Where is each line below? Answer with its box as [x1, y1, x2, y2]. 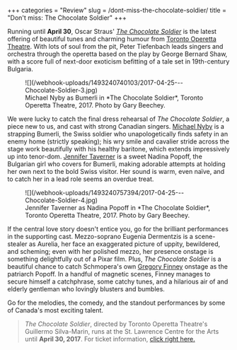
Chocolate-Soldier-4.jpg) [25, 196, 98, 204]
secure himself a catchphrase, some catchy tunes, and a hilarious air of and [7, 277, 229, 286]
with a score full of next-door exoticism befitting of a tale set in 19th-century [7, 57, 230, 66]
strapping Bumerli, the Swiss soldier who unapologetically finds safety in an [7, 130, 229, 138]
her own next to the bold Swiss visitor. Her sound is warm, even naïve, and [7, 168, 225, 175]
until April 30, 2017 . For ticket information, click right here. [24, 335, 196, 343]
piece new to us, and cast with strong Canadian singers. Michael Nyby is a [7, 122, 225, 130]
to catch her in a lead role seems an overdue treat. [7, 175, 154, 183]
